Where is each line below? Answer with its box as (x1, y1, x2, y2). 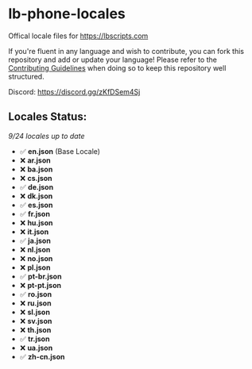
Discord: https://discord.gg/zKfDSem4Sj (8, 86, 141, 96)
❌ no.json (19, 253, 53, 263)
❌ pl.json (19, 263, 51, 272)
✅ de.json (19, 182, 54, 191)
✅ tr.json (19, 334, 50, 344)
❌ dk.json (19, 191, 53, 201)
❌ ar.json (19, 156, 51, 165)
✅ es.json (19, 200, 53, 209)
